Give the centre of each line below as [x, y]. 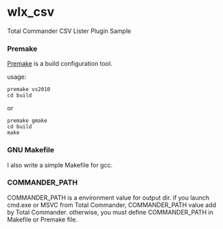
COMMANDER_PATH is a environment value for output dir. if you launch [108, 197]
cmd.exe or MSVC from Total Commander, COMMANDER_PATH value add [112, 205]
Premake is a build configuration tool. [60, 64]
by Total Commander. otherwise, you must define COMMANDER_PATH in [110, 212]
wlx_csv [31, 12]
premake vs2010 [29, 90]
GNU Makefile [31, 150]
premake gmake [27, 121]
